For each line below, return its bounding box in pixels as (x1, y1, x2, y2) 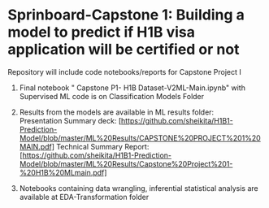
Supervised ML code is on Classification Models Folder (19, 91, 205, 101)
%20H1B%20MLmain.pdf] (19, 167, 107, 177)
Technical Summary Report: (55, 141, 150, 151)
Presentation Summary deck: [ (19, 115, 122, 125)
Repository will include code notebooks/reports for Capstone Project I (7, 67, 241, 76)
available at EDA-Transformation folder (19, 192, 150, 201)
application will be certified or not (7, 41, 240, 58)
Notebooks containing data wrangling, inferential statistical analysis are (19, 183, 258, 193)
